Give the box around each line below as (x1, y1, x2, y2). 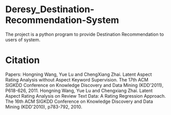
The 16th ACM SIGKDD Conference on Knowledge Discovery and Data (5, 98, 153, 104)
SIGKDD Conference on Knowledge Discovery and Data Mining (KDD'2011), (5, 82, 164, 88)
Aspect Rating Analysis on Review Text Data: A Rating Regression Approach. (5, 93, 166, 99)
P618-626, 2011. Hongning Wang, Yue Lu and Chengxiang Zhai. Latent (5, 88, 153, 94)
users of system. (5, 37, 41, 43)
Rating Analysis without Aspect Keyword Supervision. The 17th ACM (5, 76, 149, 82)
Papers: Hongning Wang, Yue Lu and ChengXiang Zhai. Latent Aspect (5, 71, 152, 77)
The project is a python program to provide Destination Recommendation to (5, 31, 164, 37)
